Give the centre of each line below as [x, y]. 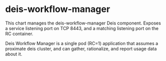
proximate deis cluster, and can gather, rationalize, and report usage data [81, 48]
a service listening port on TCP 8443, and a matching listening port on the [82, 28]
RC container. [19, 33]
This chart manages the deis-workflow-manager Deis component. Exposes [83, 23]
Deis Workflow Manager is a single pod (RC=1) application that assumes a [82, 43]
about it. [14, 54]
